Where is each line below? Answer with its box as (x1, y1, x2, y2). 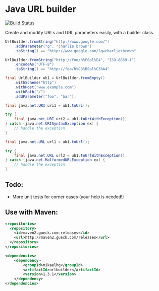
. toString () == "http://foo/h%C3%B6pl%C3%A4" (14, 67, 110, 72)
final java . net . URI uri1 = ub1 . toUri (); (5, 103, 90, 108)
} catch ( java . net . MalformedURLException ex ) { (5, 157, 106, 162)
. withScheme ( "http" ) (14, 80, 56, 85)
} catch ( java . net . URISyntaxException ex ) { (5, 121, 99, 126)
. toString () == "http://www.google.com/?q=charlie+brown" (14, 48, 136, 53)
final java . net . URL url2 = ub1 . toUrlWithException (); (14, 153, 127, 158)
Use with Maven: (5, 208, 58, 217)
